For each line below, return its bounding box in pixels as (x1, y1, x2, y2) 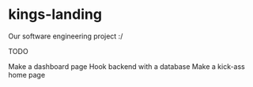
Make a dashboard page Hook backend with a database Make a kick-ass (8, 61, 245, 71)
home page (8, 70, 46, 79)
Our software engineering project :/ (8, 31, 123, 41)
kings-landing (8, 5, 103, 24)
